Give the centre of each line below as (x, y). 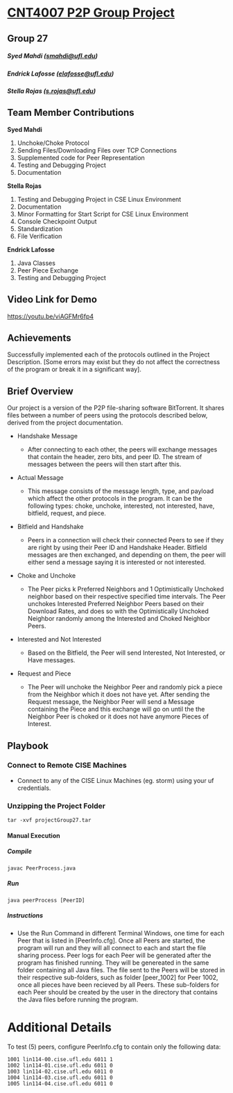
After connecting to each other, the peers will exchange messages (122, 449)
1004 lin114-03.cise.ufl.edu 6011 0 (60, 1077)
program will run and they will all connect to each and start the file (112, 947)
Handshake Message (48, 436)
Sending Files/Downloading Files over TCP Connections (97, 150)
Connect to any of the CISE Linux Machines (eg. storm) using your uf (115, 780)
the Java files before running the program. (78, 999)
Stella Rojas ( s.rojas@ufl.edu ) (51, 91)
